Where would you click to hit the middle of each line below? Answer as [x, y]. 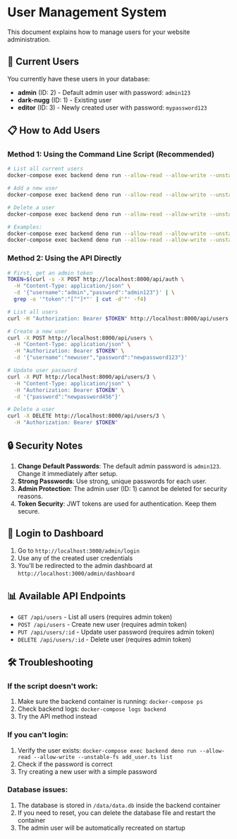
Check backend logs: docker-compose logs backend [92, 709]
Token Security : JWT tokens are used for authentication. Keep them [117, 504]
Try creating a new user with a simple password [87, 771]
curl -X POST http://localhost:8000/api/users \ [80, 338]
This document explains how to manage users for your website [99, 32]
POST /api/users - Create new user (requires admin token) [102, 624]
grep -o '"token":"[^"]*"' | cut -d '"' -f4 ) [80, 299]
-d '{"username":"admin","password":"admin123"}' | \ [94, 293]
